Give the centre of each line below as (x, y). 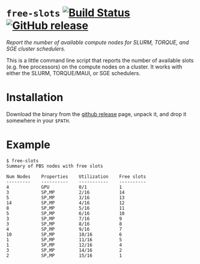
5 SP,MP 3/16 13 (65, 198)
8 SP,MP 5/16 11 (65, 208)
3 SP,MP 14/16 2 (64, 250)
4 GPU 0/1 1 (64, 187)
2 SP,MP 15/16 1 (64, 256)
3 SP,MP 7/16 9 (64, 219)
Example (28, 145)
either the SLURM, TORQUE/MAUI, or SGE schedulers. (74, 73)
